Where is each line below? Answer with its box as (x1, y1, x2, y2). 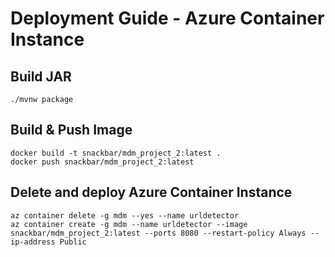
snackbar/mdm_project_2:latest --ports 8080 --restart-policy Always (10, 228, 307, 238)
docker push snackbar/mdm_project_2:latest (10, 157, 195, 167)
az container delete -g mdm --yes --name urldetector (10, 210, 240, 221)
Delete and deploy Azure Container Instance (10, 184, 293, 201)
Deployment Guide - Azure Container (10, 7, 325, 30)
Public (59, 237, 87, 247)
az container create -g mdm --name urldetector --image (10, 219, 248, 229)
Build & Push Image (10, 122, 133, 139)
